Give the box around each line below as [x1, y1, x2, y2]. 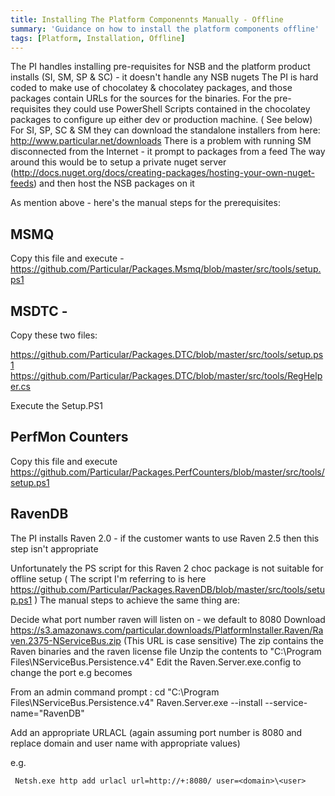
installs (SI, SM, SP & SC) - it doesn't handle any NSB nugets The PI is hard [10, 71, 319, 83]
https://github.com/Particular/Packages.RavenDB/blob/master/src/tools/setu [10, 583, 325, 595]
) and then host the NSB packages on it [33, 177, 195, 190]
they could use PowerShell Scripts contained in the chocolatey [53, 103, 311, 115]
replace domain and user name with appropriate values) [10, 737, 241, 749]
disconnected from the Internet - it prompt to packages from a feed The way [10, 146, 326, 158]
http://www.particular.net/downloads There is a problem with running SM [10, 135, 312, 147]
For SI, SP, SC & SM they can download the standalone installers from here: [10, 124, 321, 136]
